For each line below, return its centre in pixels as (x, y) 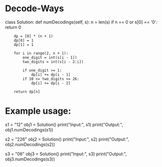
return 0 (13, 27)
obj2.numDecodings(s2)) (30, 144)
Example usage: (38, 111)
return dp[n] (27, 92)
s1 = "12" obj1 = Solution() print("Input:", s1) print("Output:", (64, 125)
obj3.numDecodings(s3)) (30, 159)
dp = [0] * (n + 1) (34, 36)
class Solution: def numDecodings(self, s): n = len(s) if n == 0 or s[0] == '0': (81, 22)
